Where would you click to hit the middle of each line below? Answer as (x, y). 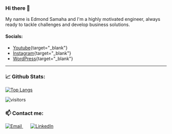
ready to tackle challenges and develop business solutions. (68, 24)
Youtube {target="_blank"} (40, 47)
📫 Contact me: (25, 113)
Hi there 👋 (18, 8)
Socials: (14, 36)
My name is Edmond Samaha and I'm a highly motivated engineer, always (83, 19)
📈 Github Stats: (25, 77)
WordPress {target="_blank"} (43, 59)
